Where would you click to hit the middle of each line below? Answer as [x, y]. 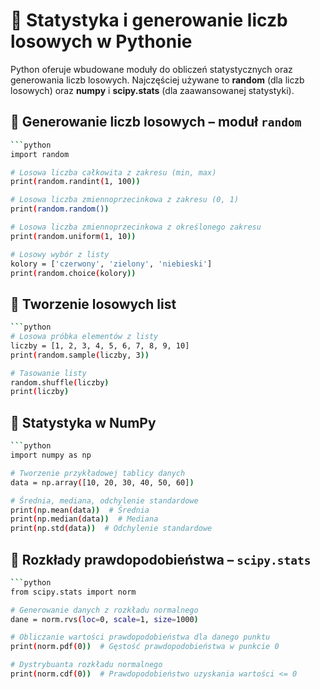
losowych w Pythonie [101, 41]
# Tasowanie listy [48, 373]
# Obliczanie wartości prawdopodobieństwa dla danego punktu [140, 637]
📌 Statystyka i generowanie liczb [149, 20]
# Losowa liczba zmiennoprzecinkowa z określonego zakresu [136, 227]
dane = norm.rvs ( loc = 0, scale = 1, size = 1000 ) [104, 619]
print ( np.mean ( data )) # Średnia [80, 510]
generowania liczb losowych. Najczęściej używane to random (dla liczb [157, 80]
